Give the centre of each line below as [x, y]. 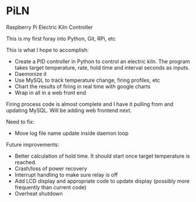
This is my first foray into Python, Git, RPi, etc [61, 38]
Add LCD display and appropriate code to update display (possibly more [102, 181]
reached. [26, 162]
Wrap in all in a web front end [50, 92]
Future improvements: [33, 144]
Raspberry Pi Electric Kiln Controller [49, 27]
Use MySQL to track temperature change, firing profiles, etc [87, 80]
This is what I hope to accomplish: [48, 50]
